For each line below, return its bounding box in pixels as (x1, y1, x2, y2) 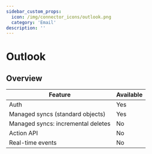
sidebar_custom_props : (6, 8, 62, 15)
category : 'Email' (11, 19, 57, 25)
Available (116, 91, 143, 99)
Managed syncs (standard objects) (9, 110, 106, 118)
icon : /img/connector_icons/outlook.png (11, 14, 112, 20)
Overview (6, 73, 43, 83)
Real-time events (9, 139, 57, 147)
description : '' (6, 25, 46, 31)
